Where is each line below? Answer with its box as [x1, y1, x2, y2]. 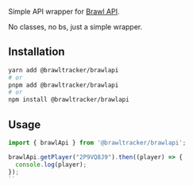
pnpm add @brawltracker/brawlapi [8, 81, 119, 89]
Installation [8, 45, 65, 59]
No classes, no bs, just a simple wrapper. [8, 22, 143, 31]
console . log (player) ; [15, 161, 87, 169]
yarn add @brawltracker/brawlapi [8, 66, 119, 74]
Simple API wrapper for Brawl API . [8, 7, 120, 16]
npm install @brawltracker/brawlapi [8, 95, 129, 104]
